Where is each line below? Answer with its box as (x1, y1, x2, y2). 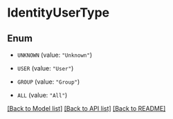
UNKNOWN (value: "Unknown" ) (17, 51, 92, 59)
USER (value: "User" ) (17, 64, 74, 72)
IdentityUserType (7, 5, 109, 21)
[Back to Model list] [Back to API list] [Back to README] (7, 104, 166, 112)
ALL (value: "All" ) (17, 91, 68, 99)
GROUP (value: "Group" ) (17, 77, 80, 86)
